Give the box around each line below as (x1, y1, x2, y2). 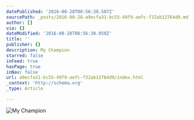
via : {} (6, 25, 25, 31)
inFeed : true (6, 58, 38, 64)
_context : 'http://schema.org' (6, 80, 83, 86)
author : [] (6, 20, 33, 25)
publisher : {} (6, 42, 41, 48)
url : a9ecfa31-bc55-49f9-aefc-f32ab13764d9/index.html (6, 74, 144, 80)
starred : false (6, 53, 44, 59)
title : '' (6, 36, 31, 42)
